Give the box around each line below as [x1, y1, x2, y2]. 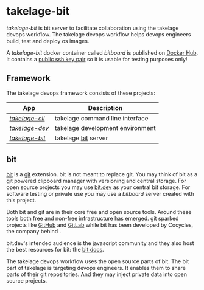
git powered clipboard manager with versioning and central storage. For [6, 177, 187, 184]
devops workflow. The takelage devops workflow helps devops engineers [6, 30, 191, 38]
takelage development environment [54, 123, 157, 132]
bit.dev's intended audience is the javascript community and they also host [6, 239, 194, 247]
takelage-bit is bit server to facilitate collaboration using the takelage [6, 24, 179, 32]
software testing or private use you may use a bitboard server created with [6, 190, 194, 197]
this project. [6, 196, 37, 204]
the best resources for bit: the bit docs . [6, 246, 105, 253]
